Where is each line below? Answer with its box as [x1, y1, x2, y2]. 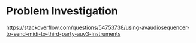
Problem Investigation [6, 4, 118, 18]
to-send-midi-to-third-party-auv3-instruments [6, 30, 121, 37]
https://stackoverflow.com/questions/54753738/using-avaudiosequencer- [6, 24, 190, 31]
